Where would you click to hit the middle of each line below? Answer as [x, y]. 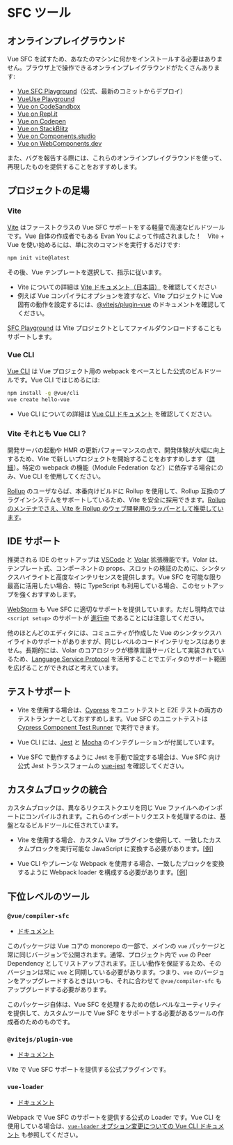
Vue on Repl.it [37, 114]
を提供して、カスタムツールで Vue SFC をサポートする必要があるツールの [112, 1013]
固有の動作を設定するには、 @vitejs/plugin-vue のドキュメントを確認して [121, 304]
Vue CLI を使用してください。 [62, 476]
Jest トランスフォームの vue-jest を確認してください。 [109, 765]
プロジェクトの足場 [48, 191]
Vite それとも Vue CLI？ [47, 433]
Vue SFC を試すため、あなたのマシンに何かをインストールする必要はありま [115, 59]
